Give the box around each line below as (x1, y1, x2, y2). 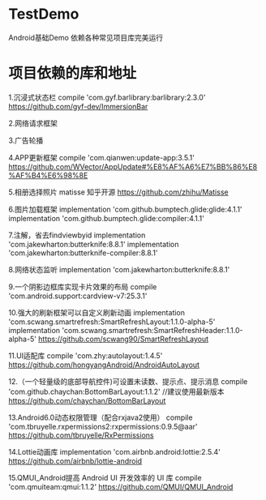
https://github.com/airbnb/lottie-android (8, 455, 143, 466)
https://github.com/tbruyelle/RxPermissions (8, 430, 154, 440)
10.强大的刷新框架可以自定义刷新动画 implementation (8, 307, 185, 317)
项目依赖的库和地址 (8, 64, 137, 83)
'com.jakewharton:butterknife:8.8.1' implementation (8, 239, 179, 249)
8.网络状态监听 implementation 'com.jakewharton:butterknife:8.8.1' (8, 264, 230, 274)
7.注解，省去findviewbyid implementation (8, 230, 146, 240)
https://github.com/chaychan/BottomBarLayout (8, 395, 166, 405)
